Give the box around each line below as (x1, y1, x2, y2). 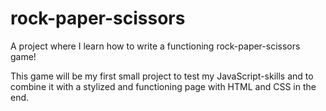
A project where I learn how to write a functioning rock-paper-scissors (10, 40, 301, 52)
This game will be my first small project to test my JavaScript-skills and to (10, 70, 314, 82)
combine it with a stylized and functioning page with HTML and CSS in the (10, 80, 317, 92)
